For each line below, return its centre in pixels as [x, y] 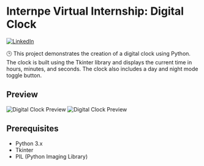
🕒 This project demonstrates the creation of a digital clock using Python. [99, 53]
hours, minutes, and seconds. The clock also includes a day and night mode [102, 69]
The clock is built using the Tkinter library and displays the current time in [99, 62]
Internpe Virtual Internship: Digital [95, 11]
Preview [22, 95]
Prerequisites [32, 129]
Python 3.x [29, 143]
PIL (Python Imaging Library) [51, 156]
